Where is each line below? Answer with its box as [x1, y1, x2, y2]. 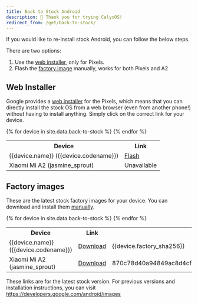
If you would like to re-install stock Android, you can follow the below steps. [6, 36, 190, 43]
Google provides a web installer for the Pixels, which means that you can [6, 98, 183, 105]
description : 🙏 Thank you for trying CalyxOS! [6, 14, 123, 20]
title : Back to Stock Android [6, 8, 81, 15]
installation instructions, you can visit [6, 284, 96, 291]
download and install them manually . [6, 203, 95, 210]
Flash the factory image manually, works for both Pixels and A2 [14, 65, 169, 72]
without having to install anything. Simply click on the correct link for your [6, 110, 184, 118]
